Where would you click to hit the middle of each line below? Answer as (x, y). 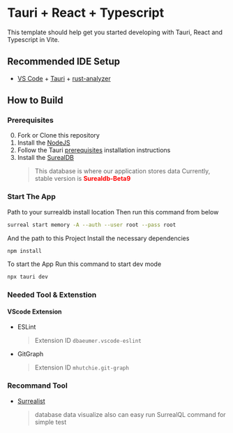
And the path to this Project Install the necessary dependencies (98, 238)
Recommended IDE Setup (64, 62)
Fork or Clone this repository (58, 135)
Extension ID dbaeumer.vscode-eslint (88, 341)
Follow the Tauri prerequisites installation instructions (94, 150)
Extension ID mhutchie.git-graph (82, 367)
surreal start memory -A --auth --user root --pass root (92, 225)
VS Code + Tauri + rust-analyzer (64, 78)
